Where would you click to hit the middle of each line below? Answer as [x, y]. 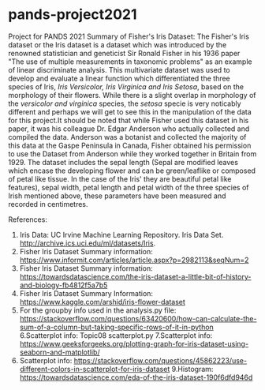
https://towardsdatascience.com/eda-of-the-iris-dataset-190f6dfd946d [136, 377]
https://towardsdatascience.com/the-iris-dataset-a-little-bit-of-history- [135, 276]
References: [28, 219]
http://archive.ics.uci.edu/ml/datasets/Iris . [88, 243]
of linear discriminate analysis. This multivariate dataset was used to [119, 69]
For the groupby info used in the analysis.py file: [98, 310]
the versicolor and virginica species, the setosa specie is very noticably [125, 103]
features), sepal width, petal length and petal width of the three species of [129, 187]
